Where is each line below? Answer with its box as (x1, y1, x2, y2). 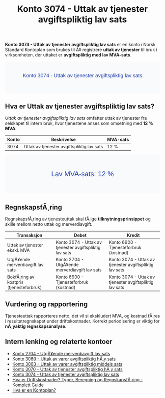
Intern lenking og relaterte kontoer (5, 338, 112, 346)
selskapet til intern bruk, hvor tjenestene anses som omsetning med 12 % (5, 120, 154, 126)
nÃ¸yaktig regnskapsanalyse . (5, 323, 67, 329)
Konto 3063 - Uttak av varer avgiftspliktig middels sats (12, 361, 123, 367)
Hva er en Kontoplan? (12, 387, 56, 393)
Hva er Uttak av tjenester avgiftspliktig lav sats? (5, 102, 155, 110)
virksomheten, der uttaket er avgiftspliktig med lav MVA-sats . (5, 52, 132, 58)
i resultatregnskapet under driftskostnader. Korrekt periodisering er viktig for (5, 318, 160, 324)
